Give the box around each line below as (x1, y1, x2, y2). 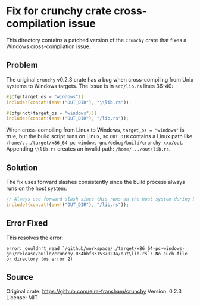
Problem (6, 60, 39, 70)
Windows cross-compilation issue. (6, 43, 91, 50)
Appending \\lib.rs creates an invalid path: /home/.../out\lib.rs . (6, 145, 171, 152)
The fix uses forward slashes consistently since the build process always (6, 179, 186, 186)
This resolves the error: (6, 234, 64, 241)
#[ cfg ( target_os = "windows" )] (6, 93, 84, 99)
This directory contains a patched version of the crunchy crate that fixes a (6, 36, 187, 43)
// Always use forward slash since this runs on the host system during (6, 196, 190, 202)
